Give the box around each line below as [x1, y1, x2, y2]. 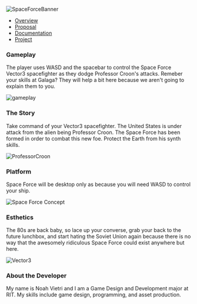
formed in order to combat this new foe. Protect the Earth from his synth [6, 135, 181, 142]
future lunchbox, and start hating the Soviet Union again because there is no [6, 233, 191, 240]
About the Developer [6, 272, 67, 280]
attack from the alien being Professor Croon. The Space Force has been [6, 129, 181, 136]
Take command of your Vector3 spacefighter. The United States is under [6, 122, 182, 129]
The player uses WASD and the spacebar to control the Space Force [6, 64, 172, 71]
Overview [14, 17, 38, 24]
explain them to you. [6, 83, 56, 90]
